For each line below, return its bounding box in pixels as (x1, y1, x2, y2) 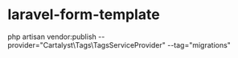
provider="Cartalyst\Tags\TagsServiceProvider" (7, 40, 166, 49)
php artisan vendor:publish (7, 32, 97, 41)
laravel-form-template (7, 6, 160, 24)
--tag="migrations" (166, 40, 231, 49)
